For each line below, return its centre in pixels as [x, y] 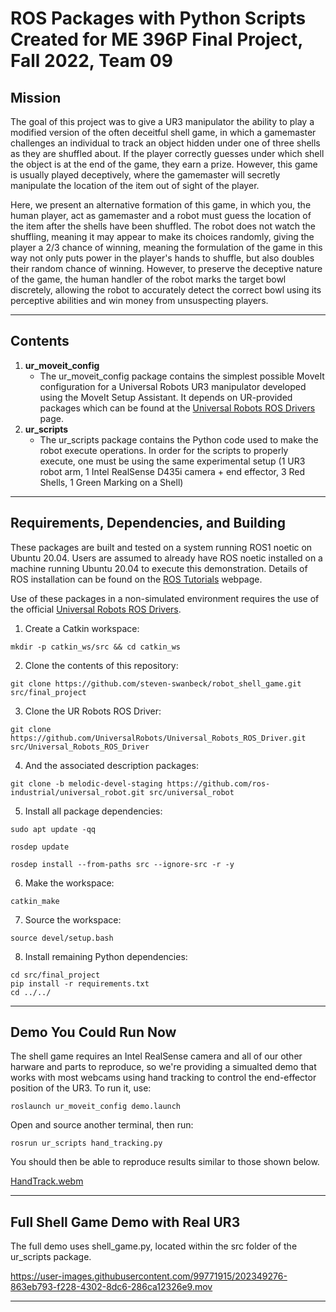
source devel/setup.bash [62, 938]
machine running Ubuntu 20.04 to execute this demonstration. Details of [159, 568]
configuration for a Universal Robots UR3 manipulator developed [173, 386]
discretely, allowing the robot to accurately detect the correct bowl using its [166, 290]
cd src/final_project [55, 975]
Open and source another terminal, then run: [102, 1125]
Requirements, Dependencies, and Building [148, 523]
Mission [36, 97]
